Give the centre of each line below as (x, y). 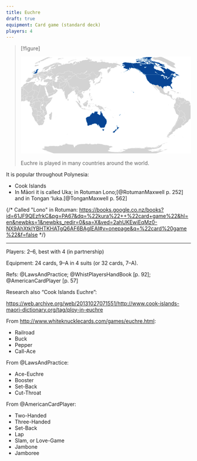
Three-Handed (33, 422)
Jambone (26, 446)
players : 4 (19, 31)
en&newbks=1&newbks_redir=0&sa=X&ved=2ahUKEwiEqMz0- (82, 222)
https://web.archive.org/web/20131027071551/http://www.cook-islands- (93, 303)
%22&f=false (22, 235)
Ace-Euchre (29, 374)
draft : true (21, 19)
